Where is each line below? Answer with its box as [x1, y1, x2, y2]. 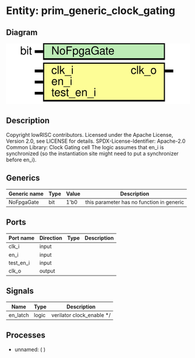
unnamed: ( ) [14, 346, 46, 353]
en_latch [8, 312, 29, 319]
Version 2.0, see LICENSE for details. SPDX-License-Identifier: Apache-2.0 [6, 137, 186, 144]
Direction [39, 235, 62, 242]
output [39, 267, 55, 274]
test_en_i [8, 259, 30, 266]
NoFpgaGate [8, 199, 39, 206]
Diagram [6, 27, 38, 37]
